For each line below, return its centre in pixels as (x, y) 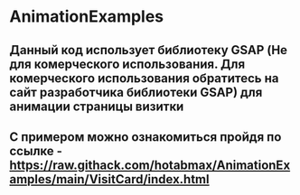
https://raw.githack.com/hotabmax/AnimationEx (150, 165)
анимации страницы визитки (97, 106)
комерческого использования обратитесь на (144, 78)
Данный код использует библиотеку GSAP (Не (148, 50)
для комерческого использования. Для (127, 64)
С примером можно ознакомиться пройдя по (145, 137)
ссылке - (36, 151)
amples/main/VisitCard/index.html (109, 179)
